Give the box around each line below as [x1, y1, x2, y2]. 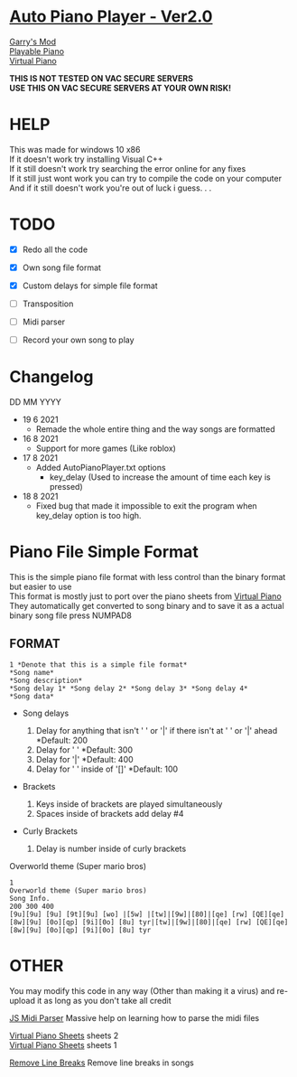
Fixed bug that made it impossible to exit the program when [35, 501, 257, 511]
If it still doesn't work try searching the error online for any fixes [9, 163, 246, 173]
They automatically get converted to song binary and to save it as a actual [9, 601, 284, 612]
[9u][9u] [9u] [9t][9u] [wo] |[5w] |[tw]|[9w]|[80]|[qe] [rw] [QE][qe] [9, 910, 284, 919]
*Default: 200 [35, 735, 88, 745]
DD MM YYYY [9, 397, 61, 407]
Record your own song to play [22, 334, 135, 345]
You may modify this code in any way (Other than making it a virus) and [9, 985, 275, 996]
